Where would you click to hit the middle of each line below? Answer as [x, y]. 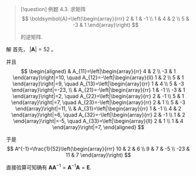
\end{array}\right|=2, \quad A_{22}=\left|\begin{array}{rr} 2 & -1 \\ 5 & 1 [98, 96]
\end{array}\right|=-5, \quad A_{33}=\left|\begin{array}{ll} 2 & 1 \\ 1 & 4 [98, 121]
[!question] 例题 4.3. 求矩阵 [53, 9]
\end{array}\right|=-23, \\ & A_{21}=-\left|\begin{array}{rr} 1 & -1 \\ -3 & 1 [98, 90]
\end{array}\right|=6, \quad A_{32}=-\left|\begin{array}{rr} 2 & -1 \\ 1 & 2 [98, 115]
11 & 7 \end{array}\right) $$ [98, 155]
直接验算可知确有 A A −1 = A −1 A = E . [49, 167]
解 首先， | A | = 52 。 [31, 49]
